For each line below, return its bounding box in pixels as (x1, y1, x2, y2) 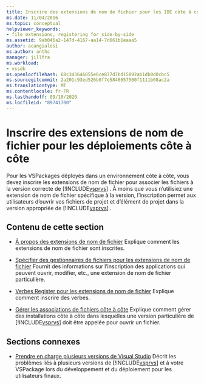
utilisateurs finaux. (15, 372, 62, 380)
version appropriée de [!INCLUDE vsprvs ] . (6, 204, 112, 212)
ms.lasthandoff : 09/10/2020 (6, 94, 78, 100)
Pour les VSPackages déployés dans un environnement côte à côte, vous (6, 172, 189, 179)
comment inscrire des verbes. (15, 294, 90, 302)
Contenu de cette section (6, 222, 104, 232)
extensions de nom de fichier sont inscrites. (15, 244, 125, 252)
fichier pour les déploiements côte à (6, 138, 192, 152)
